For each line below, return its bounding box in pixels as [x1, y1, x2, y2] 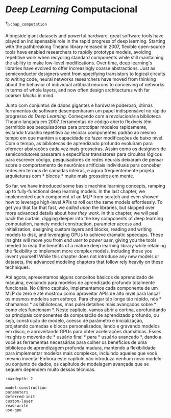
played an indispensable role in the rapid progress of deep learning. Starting [5, 38, 166, 44]
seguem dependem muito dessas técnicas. [5, 366, 96, 373]
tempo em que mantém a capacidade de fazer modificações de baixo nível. [5, 134, 164, 141]
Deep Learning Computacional [5, 4, 138, 15]
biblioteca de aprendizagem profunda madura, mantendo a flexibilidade [5, 344, 156, 351]
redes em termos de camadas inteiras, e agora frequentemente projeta [5, 167, 154, 173]
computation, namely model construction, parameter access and [5, 221, 141, 227]
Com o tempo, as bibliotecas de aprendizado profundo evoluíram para [5, 140, 153, 146]
